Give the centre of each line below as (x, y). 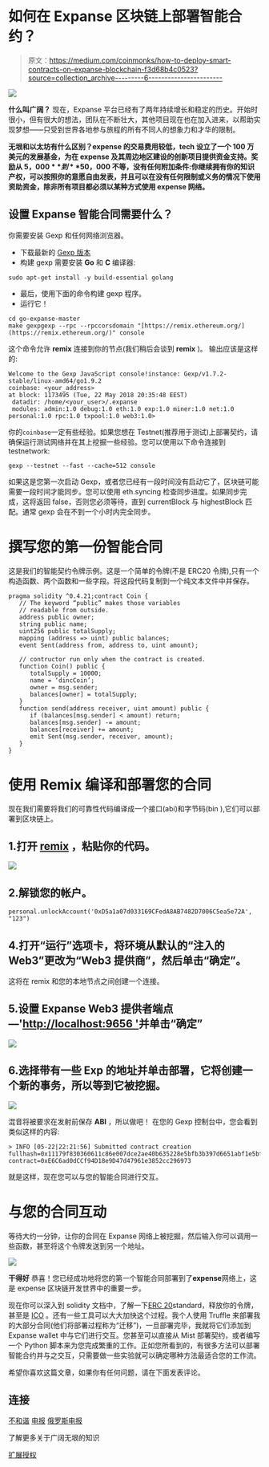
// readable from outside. (64, 610)
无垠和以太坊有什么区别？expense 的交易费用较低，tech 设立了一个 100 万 (131, 146)
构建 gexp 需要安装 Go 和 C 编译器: (78, 262)
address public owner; (56, 617)
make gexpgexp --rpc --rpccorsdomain (71, 326)
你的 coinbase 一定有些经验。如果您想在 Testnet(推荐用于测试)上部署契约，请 (133, 432)
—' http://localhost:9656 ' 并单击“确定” (105, 1024)
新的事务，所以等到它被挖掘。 (92, 1085)
